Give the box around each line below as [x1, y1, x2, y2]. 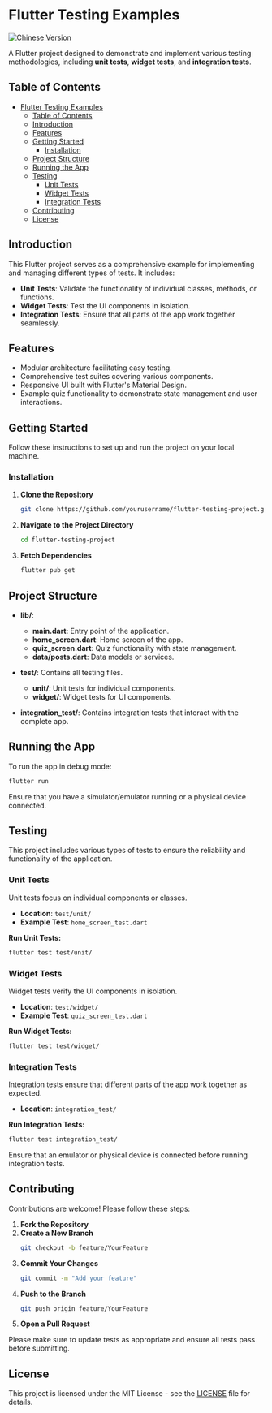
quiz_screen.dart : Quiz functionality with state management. [32, 643, 237, 653]
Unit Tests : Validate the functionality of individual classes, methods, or [19, 283, 257, 293]
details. [8, 1398, 33, 1407]
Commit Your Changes [19, 1258, 99, 1268]
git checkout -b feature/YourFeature [19, 1243, 149, 1251]
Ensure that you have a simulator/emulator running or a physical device [8, 791, 246, 801]
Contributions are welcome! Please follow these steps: [8, 1204, 191, 1213]
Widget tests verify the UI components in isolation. [8, 986, 178, 996]
